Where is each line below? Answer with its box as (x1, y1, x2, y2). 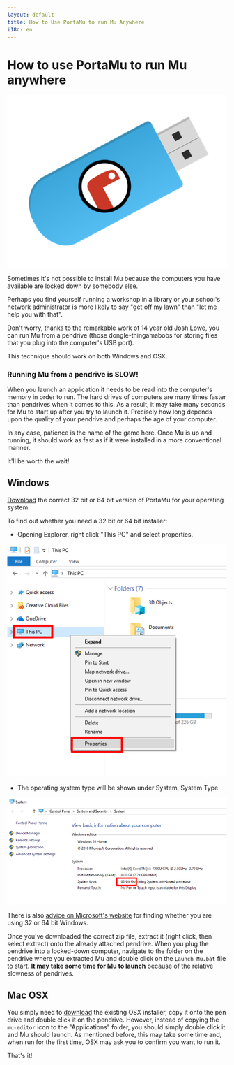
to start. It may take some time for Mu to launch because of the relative (7, 962, 214, 970)
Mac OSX (7, 990, 49, 1001)
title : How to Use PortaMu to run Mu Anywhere (7, 18, 145, 26)
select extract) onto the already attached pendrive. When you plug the (7, 939, 209, 948)
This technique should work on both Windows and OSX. (7, 352, 168, 360)
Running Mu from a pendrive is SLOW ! (7, 369, 139, 379)
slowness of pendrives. (7, 969, 75, 978)
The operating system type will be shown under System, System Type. (17, 783, 221, 792)
